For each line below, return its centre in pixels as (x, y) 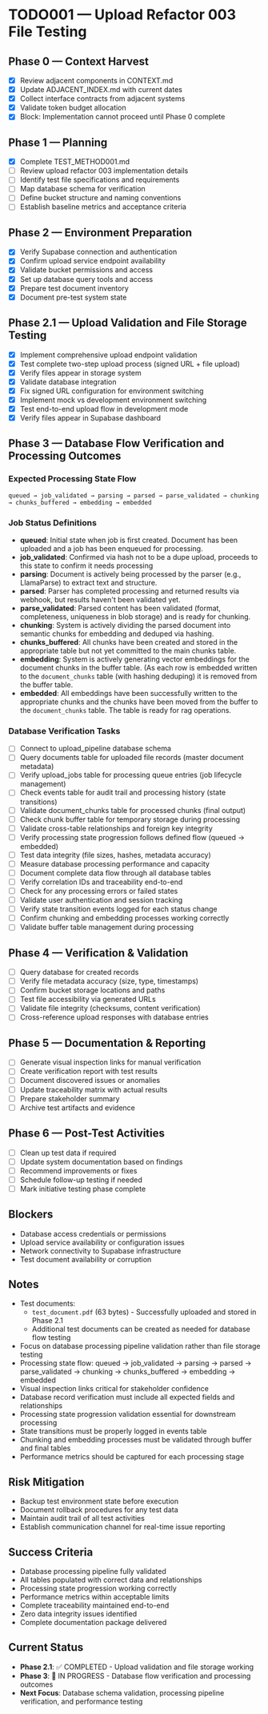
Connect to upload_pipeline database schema (96, 748)
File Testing (48, 32)
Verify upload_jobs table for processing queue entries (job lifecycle (131, 775)
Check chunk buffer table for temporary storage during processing (130, 819)
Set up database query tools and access (86, 279)
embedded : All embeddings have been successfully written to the (129, 693)
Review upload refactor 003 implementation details (104, 171)
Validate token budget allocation (73, 108)
